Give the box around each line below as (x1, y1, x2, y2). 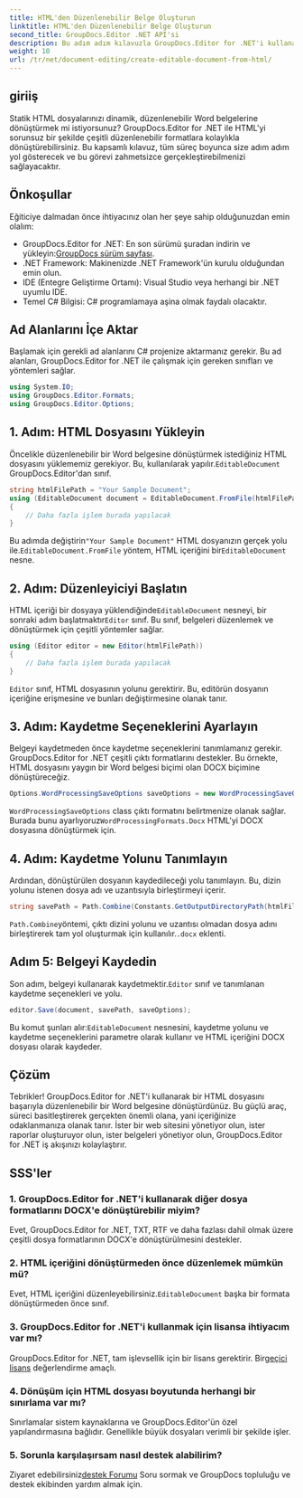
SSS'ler (9, 1165, 52, 1180)
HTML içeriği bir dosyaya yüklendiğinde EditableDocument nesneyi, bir (9, 605, 268, 616)
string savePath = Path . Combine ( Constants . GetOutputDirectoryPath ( (9, 902, 269, 912)
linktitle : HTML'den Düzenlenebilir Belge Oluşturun (9, 22, 212, 31)
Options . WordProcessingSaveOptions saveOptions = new (9, 789, 216, 799)
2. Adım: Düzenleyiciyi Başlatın (9, 581, 188, 596)
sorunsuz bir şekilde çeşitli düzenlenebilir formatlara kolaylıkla (9, 132, 240, 143)
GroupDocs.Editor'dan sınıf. (9, 468, 112, 479)
